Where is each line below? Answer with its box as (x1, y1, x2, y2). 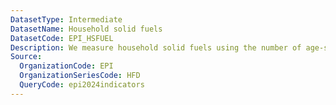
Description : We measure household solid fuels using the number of (10, 42, 302, 53)
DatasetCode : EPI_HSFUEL (10, 33, 114, 43)
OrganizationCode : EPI (19, 61, 114, 71)
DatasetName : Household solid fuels (10, 24, 163, 34)
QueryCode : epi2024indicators (19, 80, 145, 90)
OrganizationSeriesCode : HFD (19, 71, 141, 81)
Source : (10, 52, 43, 62)
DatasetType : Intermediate (10, 14, 123, 25)
